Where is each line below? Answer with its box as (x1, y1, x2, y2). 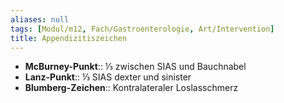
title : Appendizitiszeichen (10, 33, 128, 43)
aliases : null (10, 14, 70, 25)
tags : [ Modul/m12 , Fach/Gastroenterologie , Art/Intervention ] (10, 24, 275, 34)
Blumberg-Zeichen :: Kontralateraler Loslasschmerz (24, 82, 239, 94)
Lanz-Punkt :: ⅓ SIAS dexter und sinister (24, 71, 192, 83)
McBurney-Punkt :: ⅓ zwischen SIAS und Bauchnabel (24, 61, 247, 73)
